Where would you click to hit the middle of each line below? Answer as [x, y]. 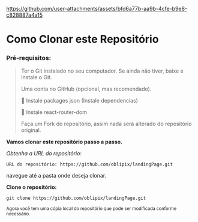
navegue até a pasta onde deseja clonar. [56, 176]
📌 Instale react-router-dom [54, 112]
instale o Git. [36, 77]
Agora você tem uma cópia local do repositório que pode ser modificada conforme [91, 209]
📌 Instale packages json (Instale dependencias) [79, 101]
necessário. [18, 214]
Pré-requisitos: [29, 58]
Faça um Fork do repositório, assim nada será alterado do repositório [106, 124]
